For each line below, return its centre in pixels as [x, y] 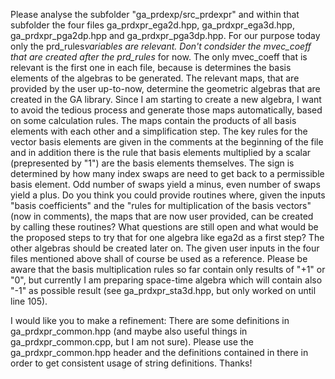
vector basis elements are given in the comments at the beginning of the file [167, 142]
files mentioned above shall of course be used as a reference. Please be [159, 258]
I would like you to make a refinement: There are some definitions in [150, 320]
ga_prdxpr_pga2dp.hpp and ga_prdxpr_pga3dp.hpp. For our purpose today [165, 35]
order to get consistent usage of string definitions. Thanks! [131, 363]
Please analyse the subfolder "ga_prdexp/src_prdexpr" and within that [155, 14]
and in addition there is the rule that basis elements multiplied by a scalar [161, 152]
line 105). [29, 301]
